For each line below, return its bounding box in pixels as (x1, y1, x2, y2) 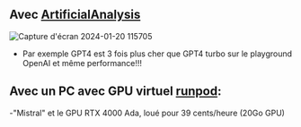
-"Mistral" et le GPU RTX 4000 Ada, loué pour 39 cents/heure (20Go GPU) (9, 107, 286, 118)
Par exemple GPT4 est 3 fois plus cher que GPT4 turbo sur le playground (22, 48, 293, 59)
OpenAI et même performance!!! (22, 57, 142, 68)
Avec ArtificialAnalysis (9, 7, 141, 22)
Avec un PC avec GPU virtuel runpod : (9, 84, 222, 99)
